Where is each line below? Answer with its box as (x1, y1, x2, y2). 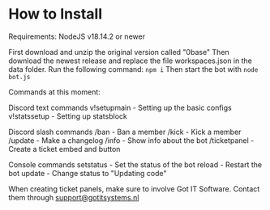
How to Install (8, 5, 103, 23)
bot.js (8, 73, 31, 81)
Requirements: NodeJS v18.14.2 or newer (8, 31, 146, 41)
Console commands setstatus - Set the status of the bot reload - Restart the (8, 159, 263, 170)
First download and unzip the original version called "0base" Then (8, 47, 229, 57)
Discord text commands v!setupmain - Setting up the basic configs (8, 103, 233, 112)
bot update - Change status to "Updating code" (8, 168, 168, 178)
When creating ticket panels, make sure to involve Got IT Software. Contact (8, 183, 260, 194)
